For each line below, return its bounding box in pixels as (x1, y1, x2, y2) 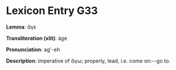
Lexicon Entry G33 (6, 4, 98, 17)
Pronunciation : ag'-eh (6, 45, 60, 53)
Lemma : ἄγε (6, 23, 37, 30)
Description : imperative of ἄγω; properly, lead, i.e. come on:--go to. (6, 57, 171, 64)
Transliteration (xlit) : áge (6, 34, 67, 41)
